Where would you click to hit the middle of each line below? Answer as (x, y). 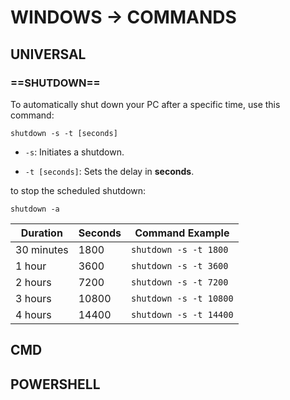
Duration (41, 233)
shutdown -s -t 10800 (182, 298)
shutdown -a (35, 209)
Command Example (182, 233)
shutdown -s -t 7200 (179, 282)
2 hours (33, 282)
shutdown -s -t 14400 (182, 314)
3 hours (33, 298)
